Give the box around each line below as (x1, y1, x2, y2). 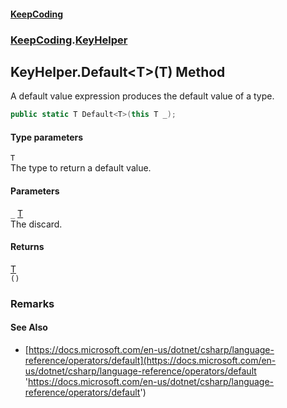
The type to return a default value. (10, 162, 152, 174)
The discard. (10, 218, 63, 230)
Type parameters (10, 131, 84, 143)
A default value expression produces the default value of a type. (10, 90, 275, 102)
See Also (10, 321, 48, 334)
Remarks (10, 296, 55, 310)
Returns (10, 241, 45, 253)
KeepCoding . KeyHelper (10, 33, 128, 47)
